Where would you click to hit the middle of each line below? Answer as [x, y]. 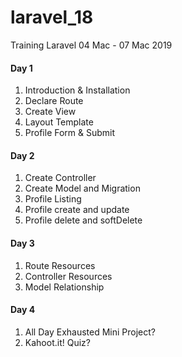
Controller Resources [68, 276]
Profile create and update [77, 210]
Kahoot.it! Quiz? [57, 342]
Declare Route [54, 101]
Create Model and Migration [82, 188]
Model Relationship [64, 287]
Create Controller [60, 178]
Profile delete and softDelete [83, 220]
